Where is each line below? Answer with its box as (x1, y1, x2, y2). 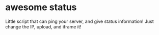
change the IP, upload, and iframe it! (5, 23, 82, 29)
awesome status (5, 2, 77, 13)
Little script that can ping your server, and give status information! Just (5, 18, 154, 24)
